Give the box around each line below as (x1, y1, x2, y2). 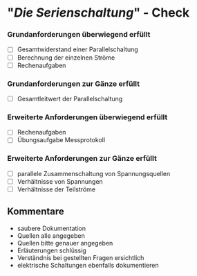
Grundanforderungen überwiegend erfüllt (7, 30, 151, 40)
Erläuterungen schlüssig (17, 246, 86, 255)
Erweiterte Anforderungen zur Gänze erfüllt (7, 154, 157, 164)
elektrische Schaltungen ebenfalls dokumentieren (17, 261, 159, 269)
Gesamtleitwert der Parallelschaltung (17, 94, 123, 103)
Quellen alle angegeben (17, 231, 85, 240)
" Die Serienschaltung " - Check (7, 5, 190, 21)
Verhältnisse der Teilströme (17, 185, 95, 193)
